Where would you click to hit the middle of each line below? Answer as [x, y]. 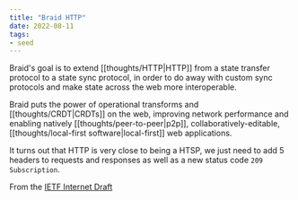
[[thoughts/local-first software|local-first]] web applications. [121, 133]
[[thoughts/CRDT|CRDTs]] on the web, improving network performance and [149, 114]
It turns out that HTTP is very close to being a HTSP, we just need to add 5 [147, 151]
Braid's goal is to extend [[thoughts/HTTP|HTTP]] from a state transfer [140, 68]
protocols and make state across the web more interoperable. [123, 87]
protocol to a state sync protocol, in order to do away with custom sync [141, 78]
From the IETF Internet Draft [61, 187]
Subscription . [35, 170]
